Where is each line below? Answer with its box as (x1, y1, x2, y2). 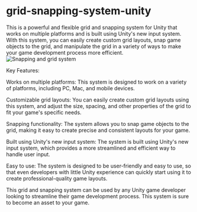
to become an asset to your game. (6, 199, 90, 206)
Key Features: (6, 67, 40, 74)
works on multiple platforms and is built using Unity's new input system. (6, 30, 182, 37)
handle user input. (6, 150, 50, 158)
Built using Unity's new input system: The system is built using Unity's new (6, 138, 189, 145)
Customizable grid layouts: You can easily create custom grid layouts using (6, 96, 189, 103)
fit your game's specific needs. (6, 109, 82, 116)
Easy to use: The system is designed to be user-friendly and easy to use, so (6, 162, 191, 169)
